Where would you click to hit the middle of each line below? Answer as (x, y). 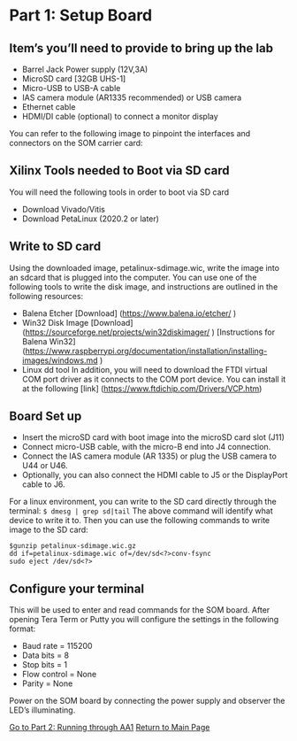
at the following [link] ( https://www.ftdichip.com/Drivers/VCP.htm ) (142, 388)
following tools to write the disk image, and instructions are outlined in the (144, 286)
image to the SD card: (49, 530)
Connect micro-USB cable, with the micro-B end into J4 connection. (146, 447)
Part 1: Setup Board (81, 15)
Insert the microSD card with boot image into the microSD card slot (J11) (153, 437)
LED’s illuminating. (42, 710)
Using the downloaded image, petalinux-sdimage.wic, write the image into (145, 267)
